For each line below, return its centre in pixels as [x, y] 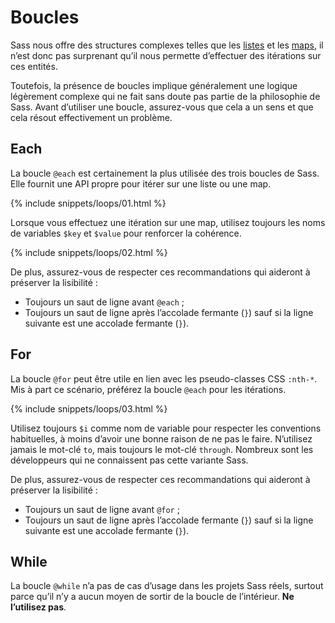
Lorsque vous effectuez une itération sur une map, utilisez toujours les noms [168, 222]
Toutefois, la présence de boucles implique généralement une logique [154, 85]
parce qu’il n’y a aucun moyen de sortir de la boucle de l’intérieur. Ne [152, 597]
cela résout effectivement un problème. [91, 117]
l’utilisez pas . [38, 607]
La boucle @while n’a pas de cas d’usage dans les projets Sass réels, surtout [167, 586]
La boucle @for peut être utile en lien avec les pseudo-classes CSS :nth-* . [164, 378]
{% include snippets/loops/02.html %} [89, 252]
